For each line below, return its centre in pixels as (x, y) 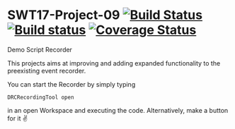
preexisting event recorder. (47, 70)
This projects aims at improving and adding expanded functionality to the (114, 63)
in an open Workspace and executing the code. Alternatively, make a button (118, 110)
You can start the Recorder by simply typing (71, 84)
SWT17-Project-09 (64, 15)
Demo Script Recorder (40, 49)
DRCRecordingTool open (41, 97)
